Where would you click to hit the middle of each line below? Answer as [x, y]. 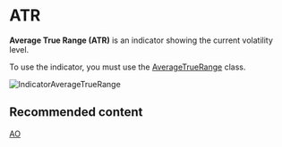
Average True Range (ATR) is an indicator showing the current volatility [141, 40]
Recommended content [76, 112]
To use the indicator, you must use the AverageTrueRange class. [128, 67]
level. [19, 49]
